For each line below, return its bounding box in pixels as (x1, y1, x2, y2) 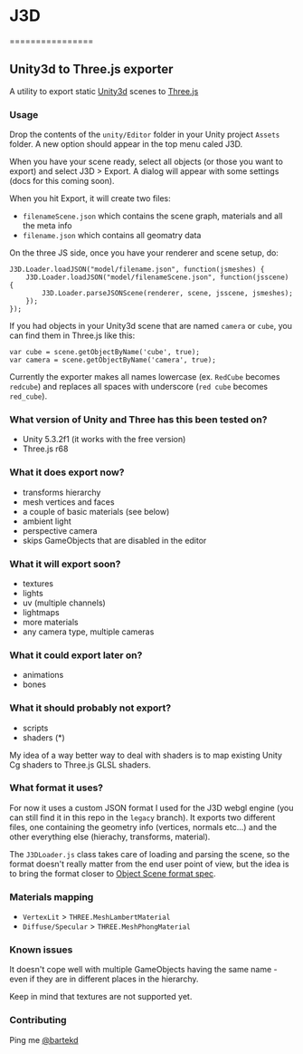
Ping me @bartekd (9, 1034, 79, 1045)
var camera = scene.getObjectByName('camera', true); (9, 355, 217, 365)
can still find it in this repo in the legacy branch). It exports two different (9, 812, 276, 823)
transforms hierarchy (22, 487, 101, 498)
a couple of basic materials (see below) (22, 506, 170, 517)
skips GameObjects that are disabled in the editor (22, 535, 207, 546)
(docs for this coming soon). (9, 176, 115, 187)
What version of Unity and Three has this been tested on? (9, 413, 268, 426)
